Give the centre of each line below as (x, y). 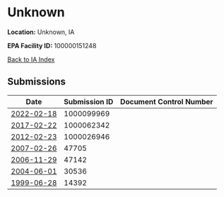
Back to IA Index (31, 59)
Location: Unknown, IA (41, 32)
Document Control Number (166, 101)
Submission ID (88, 101)
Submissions (36, 82)
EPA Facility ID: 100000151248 (52, 45)
